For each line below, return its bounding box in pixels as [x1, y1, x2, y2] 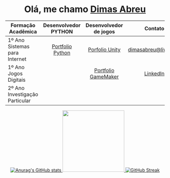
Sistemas [8, 43, 30, 50]
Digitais [8, 76, 26, 83]
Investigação [8, 91, 38, 98]
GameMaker [90, 73, 119, 80]
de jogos [93, 28, 115, 35]
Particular [8, 97, 31, 104]
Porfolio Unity [88, 46, 121, 53]
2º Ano [8, 84, 25, 91]
